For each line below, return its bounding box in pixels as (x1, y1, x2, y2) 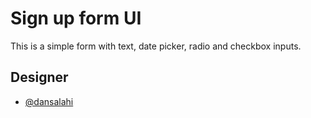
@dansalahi (24, 95, 74, 107)
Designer (10, 69, 69, 86)
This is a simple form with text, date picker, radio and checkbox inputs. (10, 40, 302, 52)
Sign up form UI (10, 7, 142, 30)
